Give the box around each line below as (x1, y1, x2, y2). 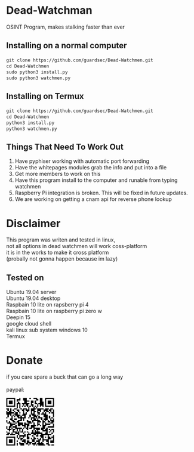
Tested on (6, 273, 44, 283)
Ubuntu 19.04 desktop (6, 295, 61, 302)
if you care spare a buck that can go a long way (6, 373, 124, 380)
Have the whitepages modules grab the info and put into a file (14, 164, 167, 171)
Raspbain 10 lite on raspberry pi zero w (6, 308, 103, 315)
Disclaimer (6, 216, 61, 230)
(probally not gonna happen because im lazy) (6, 255, 118, 262)
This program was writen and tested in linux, (6, 236, 116, 243)
